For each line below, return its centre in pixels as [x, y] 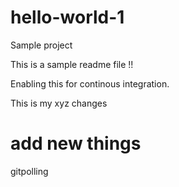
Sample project [41, 45]
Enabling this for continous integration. [90, 83]
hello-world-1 [67, 17]
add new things [76, 143]
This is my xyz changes [59, 103]
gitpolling [29, 171]
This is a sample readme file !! [72, 64]
